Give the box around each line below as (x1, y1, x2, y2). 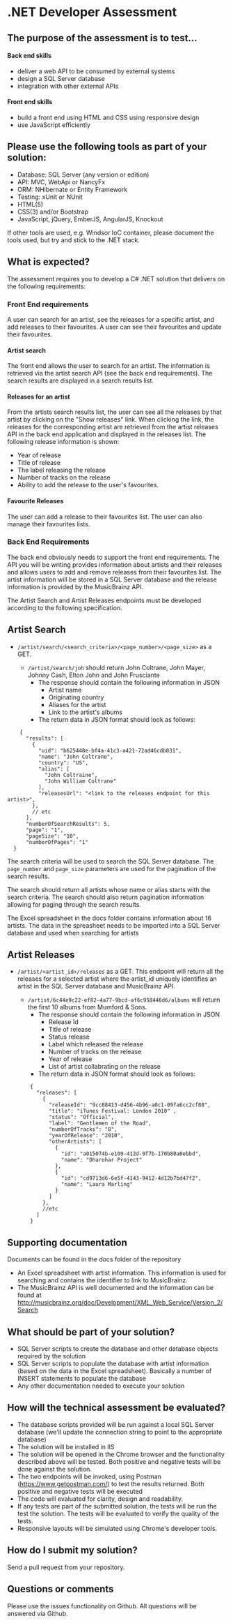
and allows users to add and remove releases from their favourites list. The (7, 568, 222, 576)
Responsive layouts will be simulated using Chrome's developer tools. (17, 1524, 218, 1532)
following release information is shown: (7, 438, 120, 446)
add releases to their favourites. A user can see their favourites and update (7, 323, 222, 331)
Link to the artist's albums (48, 708, 123, 716)
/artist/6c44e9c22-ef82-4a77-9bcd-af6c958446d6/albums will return (27, 995, 220, 1004)
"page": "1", (25, 827, 64, 833)
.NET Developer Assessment (7, 4, 177, 20)
